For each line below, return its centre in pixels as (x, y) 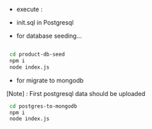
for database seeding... (49, 36)
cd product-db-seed (37, 54)
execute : (29, 9)
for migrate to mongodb (50, 80)
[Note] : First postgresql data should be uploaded (76, 93)
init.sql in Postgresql (45, 22)
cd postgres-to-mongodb (43, 106)
